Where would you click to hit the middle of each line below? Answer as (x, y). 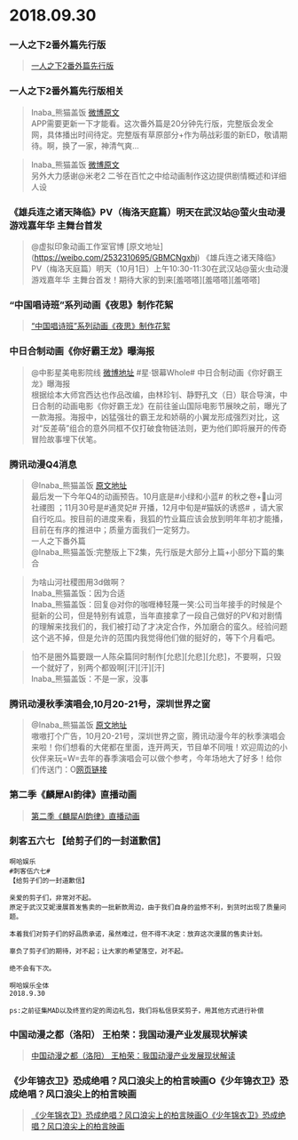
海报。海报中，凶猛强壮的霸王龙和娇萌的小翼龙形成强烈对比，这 (163, 417)
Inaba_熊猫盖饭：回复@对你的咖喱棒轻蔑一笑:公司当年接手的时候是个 (157, 604)
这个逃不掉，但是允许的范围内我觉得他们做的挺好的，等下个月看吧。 (155, 638)
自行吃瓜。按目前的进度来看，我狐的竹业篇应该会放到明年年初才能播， (159, 518)
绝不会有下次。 (32, 968)
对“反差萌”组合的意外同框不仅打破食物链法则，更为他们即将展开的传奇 (159, 428)
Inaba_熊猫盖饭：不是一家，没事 (90, 678)
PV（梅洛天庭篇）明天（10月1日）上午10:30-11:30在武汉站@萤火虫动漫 (160, 269)
